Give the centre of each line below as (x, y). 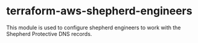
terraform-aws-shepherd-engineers (99, 11)
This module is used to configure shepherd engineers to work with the (94, 27)
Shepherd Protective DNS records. (49, 33)
